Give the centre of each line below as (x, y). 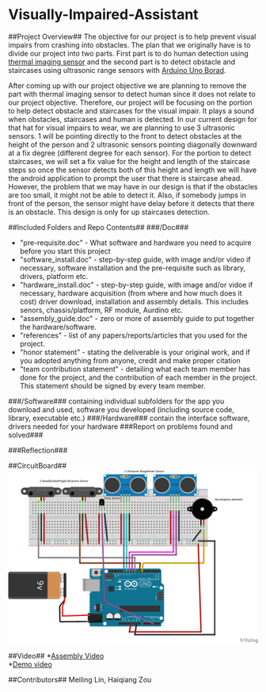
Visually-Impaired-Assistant (104, 15)
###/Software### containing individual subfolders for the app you (116, 401)
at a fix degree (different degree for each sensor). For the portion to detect (130, 153)
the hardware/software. (58, 327)
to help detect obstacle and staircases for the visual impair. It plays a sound (131, 111)
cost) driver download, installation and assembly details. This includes (134, 301)
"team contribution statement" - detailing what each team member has (135, 369)
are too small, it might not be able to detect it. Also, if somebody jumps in (127, 195)
